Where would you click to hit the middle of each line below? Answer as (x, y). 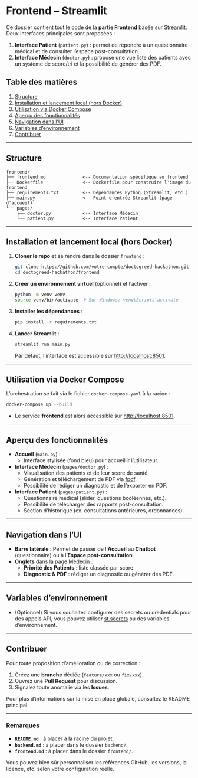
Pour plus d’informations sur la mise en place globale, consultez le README (98, 698)
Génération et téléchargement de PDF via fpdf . (80, 479)
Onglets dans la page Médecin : (54, 561)
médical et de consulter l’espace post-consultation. (77, 51)
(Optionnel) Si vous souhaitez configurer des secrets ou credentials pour (103, 612)
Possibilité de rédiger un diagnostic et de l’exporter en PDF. (95, 486)
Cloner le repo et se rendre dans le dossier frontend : (80, 256)
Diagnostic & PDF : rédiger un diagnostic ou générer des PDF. (99, 574)
